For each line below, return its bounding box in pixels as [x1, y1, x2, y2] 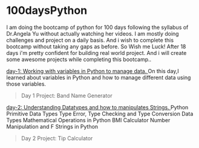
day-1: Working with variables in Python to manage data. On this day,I [6, 67, 180, 74]
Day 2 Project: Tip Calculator [21, 134, 93, 142]
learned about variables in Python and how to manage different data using [6, 74, 191, 81]
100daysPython [6, 4, 88, 18]
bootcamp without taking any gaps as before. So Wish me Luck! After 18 [6, 43, 186, 50]
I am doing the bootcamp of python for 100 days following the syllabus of [6, 24, 189, 31]
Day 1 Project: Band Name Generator [21, 92, 113, 99]
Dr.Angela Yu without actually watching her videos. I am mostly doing [6, 30, 180, 37]
